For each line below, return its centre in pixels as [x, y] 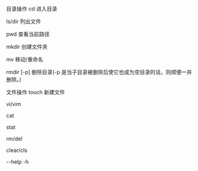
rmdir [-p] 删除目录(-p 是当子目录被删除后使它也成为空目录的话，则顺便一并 [99, 72]
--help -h [17, 162]
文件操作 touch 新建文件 [36, 92]
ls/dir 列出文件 [24, 21]
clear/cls [17, 150]
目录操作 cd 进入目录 [32, 9]
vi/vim [14, 104]
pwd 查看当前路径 [28, 34]
